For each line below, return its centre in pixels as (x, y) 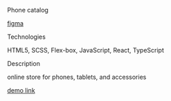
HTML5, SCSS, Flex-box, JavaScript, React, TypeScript (86, 50)
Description (24, 64)
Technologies (27, 37)
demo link (21, 90)
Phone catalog (28, 10)
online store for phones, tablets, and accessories (77, 77)
